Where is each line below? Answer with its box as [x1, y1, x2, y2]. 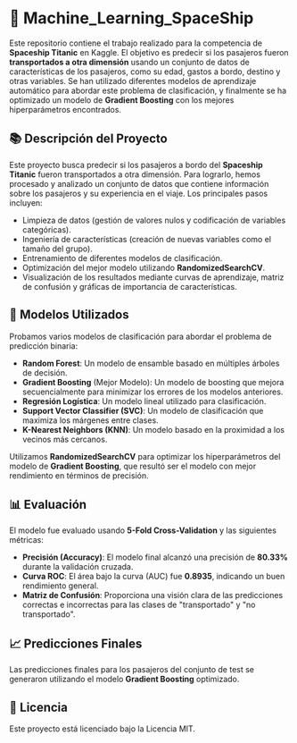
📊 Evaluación [9, 496, 87, 512]
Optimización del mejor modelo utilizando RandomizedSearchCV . [21, 262, 266, 273]
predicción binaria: [9, 340, 78, 351]
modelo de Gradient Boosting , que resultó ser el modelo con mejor [9, 460, 257, 471]
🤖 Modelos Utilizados [9, 308, 129, 323]
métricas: [9, 535, 45, 545]
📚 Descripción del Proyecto [9, 131, 168, 147]
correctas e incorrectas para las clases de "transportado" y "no [21, 599, 256, 611]
